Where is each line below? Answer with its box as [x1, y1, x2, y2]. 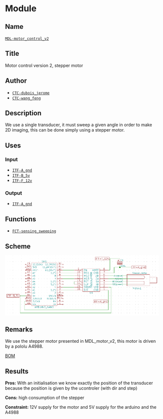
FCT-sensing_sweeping [12, 229, 56, 234]
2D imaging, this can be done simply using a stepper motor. [5, 127, 125, 133]
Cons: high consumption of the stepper [5, 395, 84, 400]
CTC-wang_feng [12, 96, 41, 101]
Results [5, 367, 29, 375]
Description [5, 109, 41, 117]
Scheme [5, 242, 31, 250]
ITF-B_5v [12, 173, 30, 178]
